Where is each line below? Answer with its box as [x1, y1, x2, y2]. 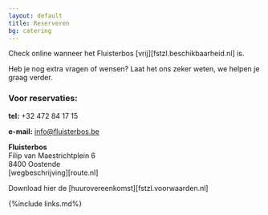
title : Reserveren [8, 19, 70, 27]
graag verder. [8, 73, 54, 83]
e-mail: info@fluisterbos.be [8, 126, 100, 136]
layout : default [8, 11, 63, 20]
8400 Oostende [8, 159, 61, 168]
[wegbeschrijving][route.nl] [8, 168, 99, 177]
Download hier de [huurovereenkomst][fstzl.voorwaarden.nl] [8, 183, 209, 193]
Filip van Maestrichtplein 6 [8, 150, 96, 160]
